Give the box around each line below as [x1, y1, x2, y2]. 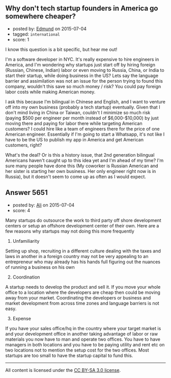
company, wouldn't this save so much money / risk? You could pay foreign [5, 83, 161, 89]
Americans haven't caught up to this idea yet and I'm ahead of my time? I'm [5, 157, 164, 163]
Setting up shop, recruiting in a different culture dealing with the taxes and [5, 247, 161, 254]
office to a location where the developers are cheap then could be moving [5, 289, 160, 295]
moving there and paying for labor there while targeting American [5, 120, 142, 127]
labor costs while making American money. [5, 89, 96, 95]
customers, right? [5, 142, 42, 148]
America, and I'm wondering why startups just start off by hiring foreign [5, 61, 155, 68]
